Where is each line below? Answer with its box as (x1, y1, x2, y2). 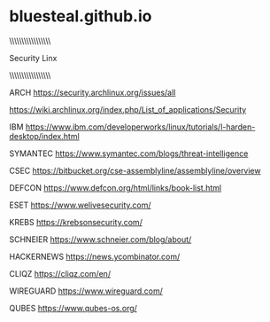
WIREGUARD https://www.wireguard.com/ (9, 286, 164, 296)
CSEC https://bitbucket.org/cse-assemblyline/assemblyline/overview (9, 165, 261, 176)
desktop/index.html (9, 130, 80, 141)
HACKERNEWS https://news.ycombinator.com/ (9, 251, 181, 262)
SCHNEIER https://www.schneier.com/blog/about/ (9, 233, 192, 245)
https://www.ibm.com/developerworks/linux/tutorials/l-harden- (25, 122, 256, 132)
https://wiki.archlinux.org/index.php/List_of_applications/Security (9, 104, 247, 114)
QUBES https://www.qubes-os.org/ (9, 302, 137, 313)
